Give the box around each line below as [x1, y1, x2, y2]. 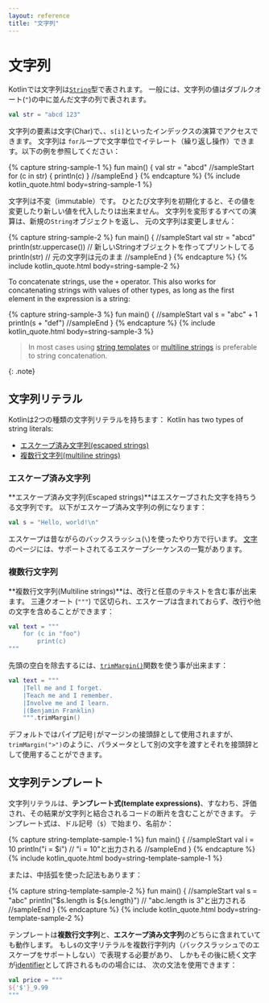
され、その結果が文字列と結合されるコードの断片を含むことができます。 [8, 809, 248, 819]
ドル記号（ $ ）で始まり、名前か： [64, 819, 175, 828]
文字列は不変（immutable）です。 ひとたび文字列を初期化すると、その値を [8, 197, 256, 206]
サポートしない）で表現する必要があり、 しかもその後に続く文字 [43, 950, 257, 959]
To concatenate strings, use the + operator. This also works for [8, 277, 217, 287]
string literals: [8, 424, 54, 433]
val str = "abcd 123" [8, 110, 81, 119]
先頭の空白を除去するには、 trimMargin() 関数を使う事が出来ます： [8, 661, 228, 670]
